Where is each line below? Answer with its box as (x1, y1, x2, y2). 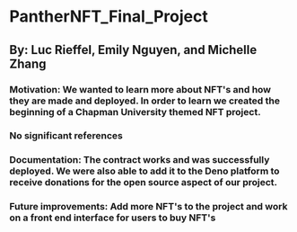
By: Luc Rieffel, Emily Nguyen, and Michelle (9, 42, 258, 58)
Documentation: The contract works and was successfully (9, 154, 270, 166)
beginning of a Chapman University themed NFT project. (9, 105, 262, 118)
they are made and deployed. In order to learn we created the (9, 94, 281, 107)
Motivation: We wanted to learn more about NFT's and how (9, 83, 272, 95)
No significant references (9, 129, 123, 142)
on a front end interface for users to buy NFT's (9, 211, 216, 224)
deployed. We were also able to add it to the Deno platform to (9, 165, 280, 177)
